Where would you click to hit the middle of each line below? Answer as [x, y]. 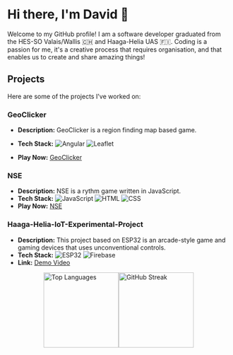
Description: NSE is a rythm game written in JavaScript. [99, 191]
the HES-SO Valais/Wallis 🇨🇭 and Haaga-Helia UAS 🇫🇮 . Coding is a [107, 41]
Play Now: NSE [40, 206]
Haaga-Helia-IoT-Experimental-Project [75, 224]
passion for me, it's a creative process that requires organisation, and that [115, 50]
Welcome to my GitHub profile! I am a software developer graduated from [114, 34]
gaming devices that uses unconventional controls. [91, 248]
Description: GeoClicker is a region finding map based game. [107, 130]
